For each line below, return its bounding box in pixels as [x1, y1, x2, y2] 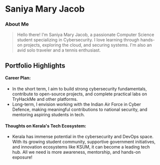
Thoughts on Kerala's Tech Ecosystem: [5, 123, 86, 128]
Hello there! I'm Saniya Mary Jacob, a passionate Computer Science [17, 32, 155, 37]
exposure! [12, 154, 33, 160]
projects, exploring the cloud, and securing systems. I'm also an [23, 42, 152, 48]
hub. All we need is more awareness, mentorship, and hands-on [12, 149, 141, 155]
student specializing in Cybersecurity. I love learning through [17, 37, 140, 43]
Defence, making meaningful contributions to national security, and [12, 107, 148, 112]
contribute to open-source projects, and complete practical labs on [12, 91, 147, 97]
